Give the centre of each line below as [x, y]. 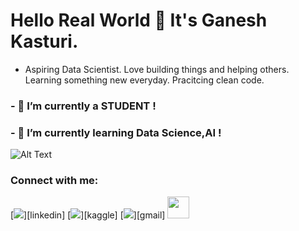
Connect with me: [54, 181]
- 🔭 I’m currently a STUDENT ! [83, 106]
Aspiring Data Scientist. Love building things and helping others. [157, 69]
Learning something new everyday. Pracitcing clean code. [144, 80]
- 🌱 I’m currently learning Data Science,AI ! [116, 132]
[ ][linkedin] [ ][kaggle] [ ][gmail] [88, 215]
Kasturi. [44, 41]
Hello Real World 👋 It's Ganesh [139, 20]
